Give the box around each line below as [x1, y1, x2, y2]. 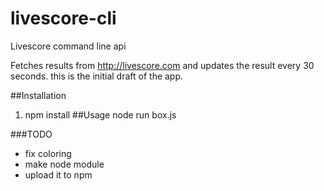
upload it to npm [24, 168, 93, 181]
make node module [24, 158, 105, 170]
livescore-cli [10, 7, 117, 30]
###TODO [10, 128, 53, 140]
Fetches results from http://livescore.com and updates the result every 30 [10, 59, 315, 71]
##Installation [10, 89, 67, 101]
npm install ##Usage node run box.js [24, 108, 177, 121]
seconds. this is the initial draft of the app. [10, 70, 184, 82]
